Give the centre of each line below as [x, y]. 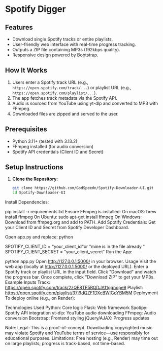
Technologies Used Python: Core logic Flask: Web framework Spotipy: [76, 308]
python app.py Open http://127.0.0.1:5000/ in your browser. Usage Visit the [81, 261]
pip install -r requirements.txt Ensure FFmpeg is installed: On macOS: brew [81, 212]
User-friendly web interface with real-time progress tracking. [74, 44]
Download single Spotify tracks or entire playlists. [63, 39]
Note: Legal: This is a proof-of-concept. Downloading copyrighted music [79, 328]
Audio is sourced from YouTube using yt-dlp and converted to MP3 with [85, 103]
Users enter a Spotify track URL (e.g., [50, 82]
